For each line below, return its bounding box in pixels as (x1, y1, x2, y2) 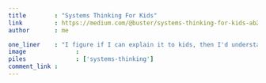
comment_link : (8, 62, 59, 71)
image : (8, 48, 80, 56)
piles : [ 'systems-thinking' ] (8, 55, 154, 63)
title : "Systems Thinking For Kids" (8, 11, 158, 20)
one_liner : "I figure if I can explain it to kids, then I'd (8, 40, 228, 48)
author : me (8, 26, 69, 34)
